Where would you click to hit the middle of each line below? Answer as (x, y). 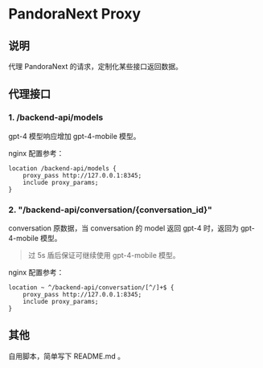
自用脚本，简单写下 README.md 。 (66, 356)
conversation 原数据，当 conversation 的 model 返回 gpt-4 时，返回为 (124, 228)
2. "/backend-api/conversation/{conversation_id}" (111, 210)
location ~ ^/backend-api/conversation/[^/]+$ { (91, 287)
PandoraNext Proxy (75, 14)
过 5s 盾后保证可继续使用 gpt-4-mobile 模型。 (104, 255)
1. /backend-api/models (56, 117)
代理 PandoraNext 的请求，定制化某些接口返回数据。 (95, 66)
